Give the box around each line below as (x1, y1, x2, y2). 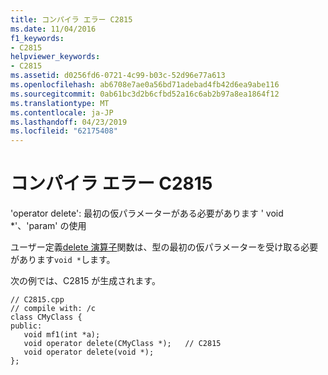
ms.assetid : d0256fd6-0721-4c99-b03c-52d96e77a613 (10, 71, 226, 81)
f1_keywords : (10, 33, 65, 43)
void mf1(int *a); (23, 330, 101, 340)
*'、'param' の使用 (10, 220, 87, 232)
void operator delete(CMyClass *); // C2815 (23, 339, 222, 349)
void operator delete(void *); (23, 347, 155, 358)
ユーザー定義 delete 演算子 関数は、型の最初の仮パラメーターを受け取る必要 (10, 241, 319, 253)
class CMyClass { (10, 312, 83, 323)
